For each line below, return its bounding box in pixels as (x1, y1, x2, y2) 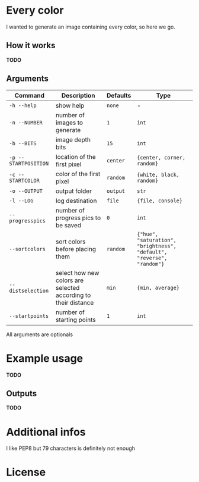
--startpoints (9, 312, 49, 319)
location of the (55, 152, 96, 161)
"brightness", (137, 242, 176, 249)
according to (55, 291, 91, 299)
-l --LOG (9, 197, 34, 204)
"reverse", (137, 254, 168, 261)
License (6, 465, 46, 479)
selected (55, 283, 80, 292)
